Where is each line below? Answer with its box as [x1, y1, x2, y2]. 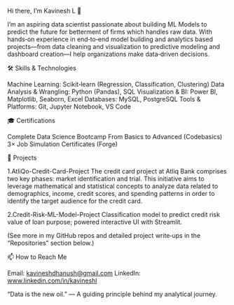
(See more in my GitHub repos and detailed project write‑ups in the [7, 232, 201, 239]
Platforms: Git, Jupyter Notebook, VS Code [7, 102, 132, 111]
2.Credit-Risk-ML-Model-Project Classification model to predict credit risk [7, 211, 221, 218]
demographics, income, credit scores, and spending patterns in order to [7, 190, 215, 197]
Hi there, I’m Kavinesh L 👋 [7, 7, 82, 15]
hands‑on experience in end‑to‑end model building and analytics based [7, 35, 214, 43]
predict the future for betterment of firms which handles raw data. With [7, 28, 212, 36]
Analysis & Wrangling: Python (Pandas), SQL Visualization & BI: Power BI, [7, 87, 219, 96]
